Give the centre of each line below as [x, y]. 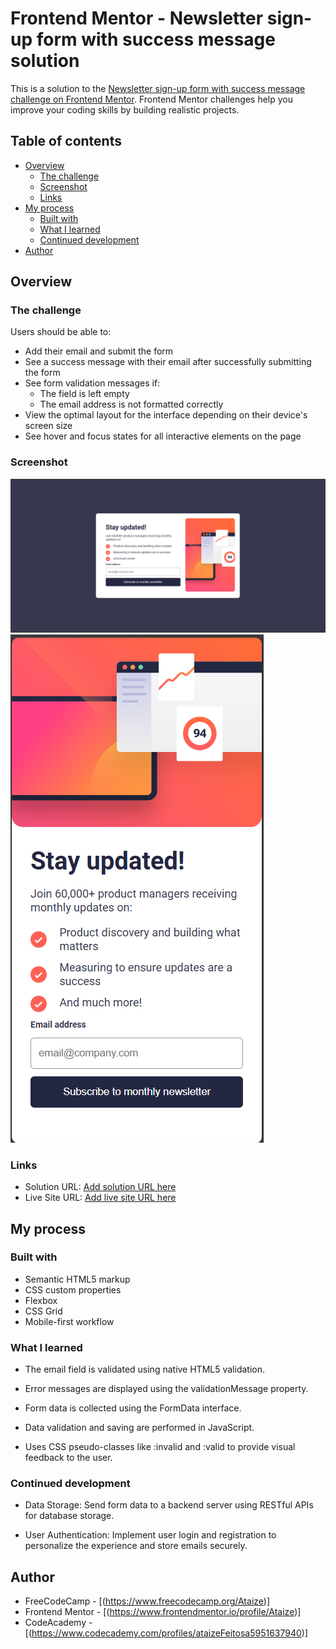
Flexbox [41, 1300]
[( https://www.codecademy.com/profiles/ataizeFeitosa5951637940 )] [166, 1633]
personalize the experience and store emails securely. [136, 1546]
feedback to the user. [68, 1458]
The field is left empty [84, 394]
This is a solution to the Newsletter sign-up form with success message [158, 88]
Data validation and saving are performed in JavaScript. [139, 1428]
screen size [48, 426]
